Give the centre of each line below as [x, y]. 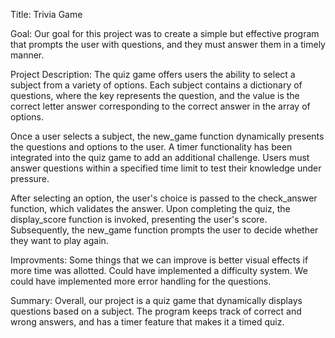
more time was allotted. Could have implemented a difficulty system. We [159, 270]
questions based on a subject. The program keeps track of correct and [156, 311]
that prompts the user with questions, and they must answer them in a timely [168, 44]
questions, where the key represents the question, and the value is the [155, 95]
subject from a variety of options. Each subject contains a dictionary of [156, 85]
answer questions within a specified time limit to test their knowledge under [166, 168]
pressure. [30, 178]
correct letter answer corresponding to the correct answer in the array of [160, 106]
